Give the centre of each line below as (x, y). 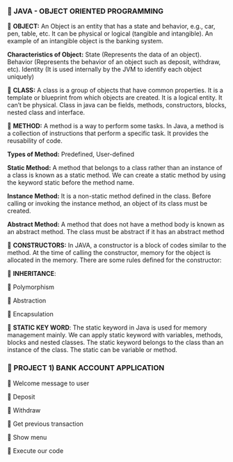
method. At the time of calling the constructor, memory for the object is (109, 253)
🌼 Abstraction (27, 301)
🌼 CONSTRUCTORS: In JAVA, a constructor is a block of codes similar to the (117, 245)
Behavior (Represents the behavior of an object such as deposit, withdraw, (114, 62)
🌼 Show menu (27, 437)
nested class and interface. (46, 113)
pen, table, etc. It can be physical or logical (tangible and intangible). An (110, 33)
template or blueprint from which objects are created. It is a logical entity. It (115, 98)
